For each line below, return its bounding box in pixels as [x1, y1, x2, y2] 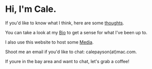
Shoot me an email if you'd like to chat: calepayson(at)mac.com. [5, 49, 137, 55]
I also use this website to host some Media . [5, 39, 94, 45]
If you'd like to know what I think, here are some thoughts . [5, 20, 125, 26]
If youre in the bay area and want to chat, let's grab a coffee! [5, 58, 130, 64]
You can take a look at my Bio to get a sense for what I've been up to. [5, 29, 148, 35]
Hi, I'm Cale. [5, 3, 56, 15]
